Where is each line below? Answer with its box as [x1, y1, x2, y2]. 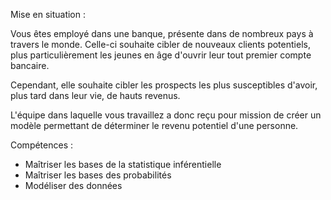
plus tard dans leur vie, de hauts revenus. [10, 90, 181, 101]
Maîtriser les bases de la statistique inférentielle [24, 159, 222, 170]
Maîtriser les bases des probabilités [24, 169, 172, 181]
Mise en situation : [10, 9, 87, 20]
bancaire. [10, 60, 50, 71]
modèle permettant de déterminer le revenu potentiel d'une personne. [10, 120, 299, 131]
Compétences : [10, 139, 74, 151]
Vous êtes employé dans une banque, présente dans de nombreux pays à [10, 28, 314, 39]
